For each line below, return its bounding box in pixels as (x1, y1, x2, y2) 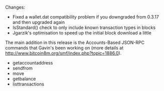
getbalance (12, 76, 36, 81)
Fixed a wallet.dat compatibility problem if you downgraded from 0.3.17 (12, 14, 159, 19)
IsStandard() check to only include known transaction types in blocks (12, 24, 156, 30)
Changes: (5, 4, 25, 10)
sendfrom (12, 65, 33, 71)
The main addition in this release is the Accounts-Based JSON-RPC (5, 39, 145, 45)
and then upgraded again (12, 19, 65, 25)
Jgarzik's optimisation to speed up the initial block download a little (12, 30, 151, 35)
